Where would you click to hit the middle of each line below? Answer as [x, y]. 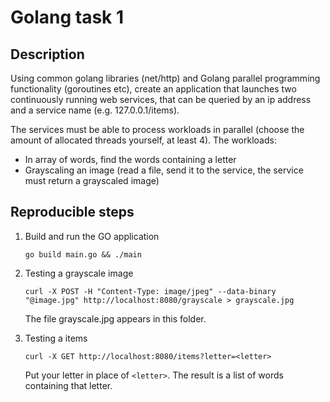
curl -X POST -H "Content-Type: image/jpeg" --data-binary [150, 291]
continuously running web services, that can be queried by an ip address [161, 99]
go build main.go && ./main [83, 254]
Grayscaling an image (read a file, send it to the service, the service [164, 170]
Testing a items [56, 338]
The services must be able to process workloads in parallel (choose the [157, 129]
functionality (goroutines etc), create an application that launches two [153, 89]
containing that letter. [68, 385]
